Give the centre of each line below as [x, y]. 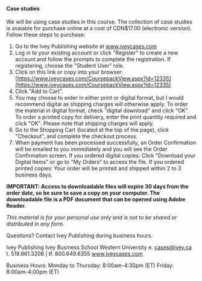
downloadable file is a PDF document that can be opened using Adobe [96, 199]
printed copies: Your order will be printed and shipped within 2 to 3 [98, 169]
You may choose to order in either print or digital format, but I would [99, 98]
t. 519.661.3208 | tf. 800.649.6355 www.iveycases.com [74, 254]
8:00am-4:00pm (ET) [33, 272]
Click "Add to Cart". [39, 91]
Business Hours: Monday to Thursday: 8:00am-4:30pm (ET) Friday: [90, 265]
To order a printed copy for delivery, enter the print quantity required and [106, 117]
